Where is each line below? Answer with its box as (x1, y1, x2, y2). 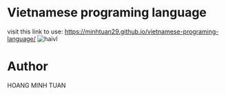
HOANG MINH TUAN (7, 81, 66, 90)
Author (7, 59, 48, 74)
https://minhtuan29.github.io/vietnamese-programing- (64, 27, 219, 36)
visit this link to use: (7, 27, 63, 36)
